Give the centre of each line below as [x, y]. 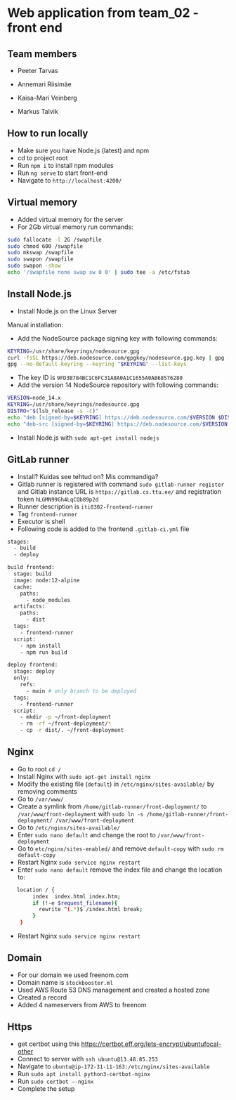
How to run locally [48, 134]
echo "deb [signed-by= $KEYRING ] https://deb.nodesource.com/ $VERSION [111, 417]
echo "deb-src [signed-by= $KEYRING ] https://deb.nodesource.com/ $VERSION [118, 424]
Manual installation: [35, 325]
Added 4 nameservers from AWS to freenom [82, 1004]
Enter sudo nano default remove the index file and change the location [120, 870]
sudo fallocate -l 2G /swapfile [54, 240]
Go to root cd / [39, 769]
